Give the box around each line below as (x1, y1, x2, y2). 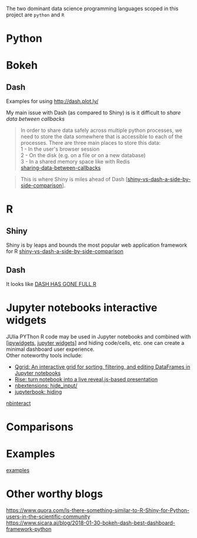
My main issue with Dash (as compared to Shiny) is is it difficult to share (6, 109, 181, 117)
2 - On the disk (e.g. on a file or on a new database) (20, 152, 146, 159)
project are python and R (6, 11, 65, 18)
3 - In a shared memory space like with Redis (20, 158, 131, 165)
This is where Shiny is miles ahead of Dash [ (20, 176, 128, 183)
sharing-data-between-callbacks (20, 164, 101, 171)
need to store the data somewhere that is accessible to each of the (20, 133, 183, 140)
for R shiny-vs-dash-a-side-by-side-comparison (6, 248, 123, 255)
